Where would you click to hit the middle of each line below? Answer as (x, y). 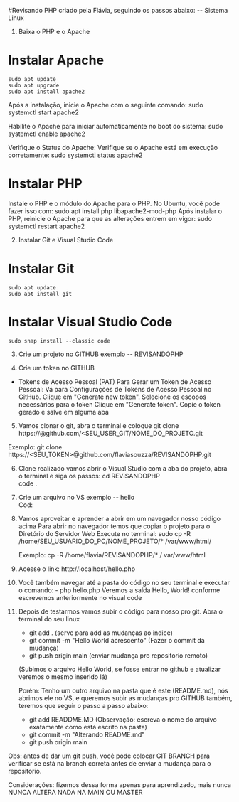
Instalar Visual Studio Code (90, 322)
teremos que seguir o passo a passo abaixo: (83, 705)
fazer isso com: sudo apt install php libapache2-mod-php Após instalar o (115, 211)
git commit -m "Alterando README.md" (87, 734)
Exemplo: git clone (35, 447)
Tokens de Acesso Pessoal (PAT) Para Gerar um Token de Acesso (115, 381)
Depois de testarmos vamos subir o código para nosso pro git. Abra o (121, 611)
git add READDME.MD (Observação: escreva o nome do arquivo (123, 719)
